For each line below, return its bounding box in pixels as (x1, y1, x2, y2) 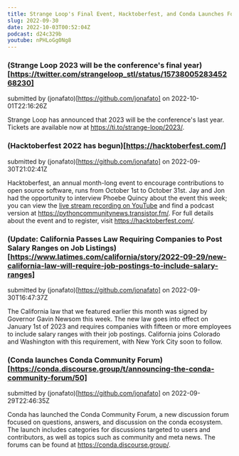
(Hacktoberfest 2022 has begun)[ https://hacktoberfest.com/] (7, 141, 226, 151)
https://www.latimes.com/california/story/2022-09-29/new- (10, 252, 227, 262)
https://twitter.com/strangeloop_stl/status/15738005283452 (10, 69, 228, 79)
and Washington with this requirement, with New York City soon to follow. (7, 337, 223, 346)
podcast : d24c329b (7, 30, 62, 38)
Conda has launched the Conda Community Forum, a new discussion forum (7, 410, 230, 419)
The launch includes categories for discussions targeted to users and (7, 425, 211, 434)
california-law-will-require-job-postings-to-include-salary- (7, 260, 218, 270)
